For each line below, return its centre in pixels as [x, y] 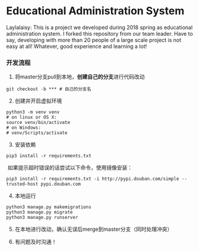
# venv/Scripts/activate [37, 133]
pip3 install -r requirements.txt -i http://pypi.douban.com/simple [93, 179]
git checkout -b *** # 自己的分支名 [49, 89]
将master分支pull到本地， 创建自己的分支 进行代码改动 [80, 77]
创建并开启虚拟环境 [38, 101]
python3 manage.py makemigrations [49, 207]
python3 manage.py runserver [42, 218]
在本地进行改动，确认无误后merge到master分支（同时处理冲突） [94, 229]
